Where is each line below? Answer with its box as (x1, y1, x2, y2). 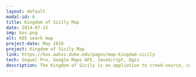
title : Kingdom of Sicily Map (6, 19, 80, 25)
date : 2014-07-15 (6, 24, 48, 31)
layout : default (6, 8, 45, 14)
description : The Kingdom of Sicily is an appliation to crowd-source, (6, 62, 184, 68)
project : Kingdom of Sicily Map (6, 46, 85, 52)
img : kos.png (6, 30, 38, 36)
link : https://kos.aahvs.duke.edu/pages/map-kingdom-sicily (6, 52, 156, 57)
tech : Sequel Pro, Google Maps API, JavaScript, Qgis (6, 57, 140, 63)
